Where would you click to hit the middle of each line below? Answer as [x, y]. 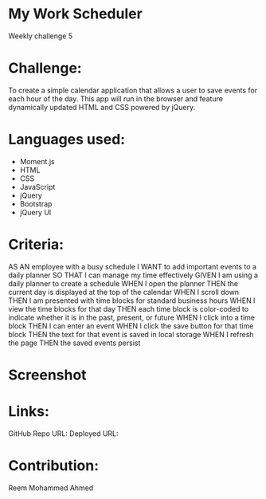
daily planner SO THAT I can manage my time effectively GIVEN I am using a [133, 275]
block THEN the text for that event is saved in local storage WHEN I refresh [131, 334]
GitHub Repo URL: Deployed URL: [63, 433]
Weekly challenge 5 [41, 36]
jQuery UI [35, 212]
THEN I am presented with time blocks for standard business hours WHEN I [132, 301]
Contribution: [54, 466]
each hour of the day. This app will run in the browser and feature [115, 98]
